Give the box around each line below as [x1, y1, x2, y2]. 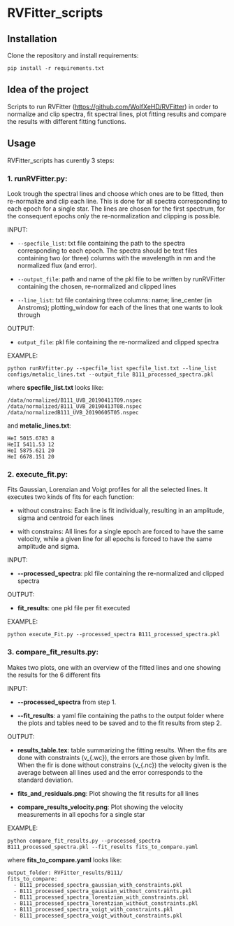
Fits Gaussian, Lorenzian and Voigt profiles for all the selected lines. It [7, 485, 208, 494]
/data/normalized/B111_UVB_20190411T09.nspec [7, 397, 142, 404]
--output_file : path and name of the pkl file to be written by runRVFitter [17, 274, 226, 283]
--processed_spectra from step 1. [17, 698, 117, 706]
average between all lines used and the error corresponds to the [17, 768, 203, 776]
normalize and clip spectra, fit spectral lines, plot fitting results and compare [7, 110, 227, 118]
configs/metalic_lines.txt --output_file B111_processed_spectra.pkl [7, 371, 214, 378]
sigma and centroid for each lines [17, 514, 114, 522]
